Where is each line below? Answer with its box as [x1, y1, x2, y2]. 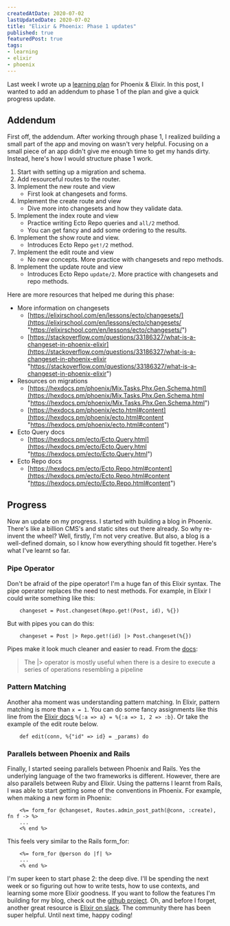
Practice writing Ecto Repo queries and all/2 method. [27, 219, 180, 227]
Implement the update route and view [16, 262, 124, 271]
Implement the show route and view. [16, 234, 120, 242]
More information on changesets [16, 304, 110, 313]
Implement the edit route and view [16, 248, 115, 256]
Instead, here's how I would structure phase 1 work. [7, 155, 153, 163]
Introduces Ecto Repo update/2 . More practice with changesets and [27, 270, 218, 278]
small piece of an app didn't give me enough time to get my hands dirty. [7, 147, 211, 155]
